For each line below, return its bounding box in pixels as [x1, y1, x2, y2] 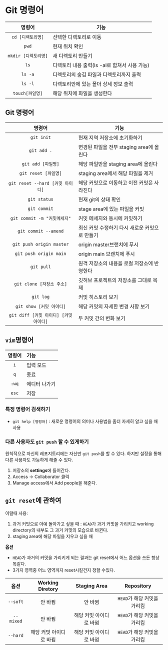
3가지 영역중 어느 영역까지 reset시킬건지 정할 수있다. [12, 567, 115, 573]
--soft [7, 598, 24, 604]
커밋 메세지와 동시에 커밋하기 [78, 214, 142, 221]
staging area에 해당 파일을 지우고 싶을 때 [12, 533, 93, 539]
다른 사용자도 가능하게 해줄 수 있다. [5, 457, 73, 463]
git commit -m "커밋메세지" [10, 215, 71, 221]
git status [27, 196, 54, 202]
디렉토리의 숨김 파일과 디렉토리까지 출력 [52, 71, 141, 78]
